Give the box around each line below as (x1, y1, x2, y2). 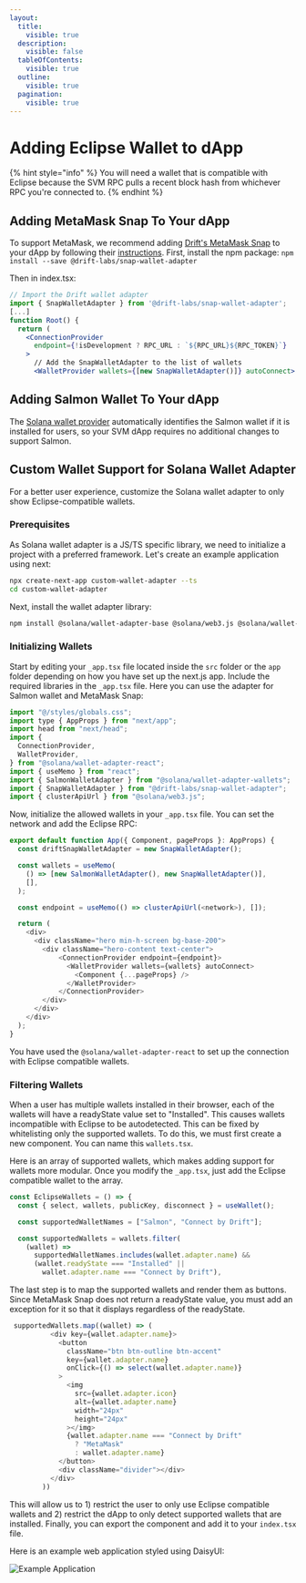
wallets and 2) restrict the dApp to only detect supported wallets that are (9, 1508, 282, 1519)
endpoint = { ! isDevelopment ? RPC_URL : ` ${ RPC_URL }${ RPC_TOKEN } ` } (33, 341, 287, 351)
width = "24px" (74, 1405, 125, 1415)
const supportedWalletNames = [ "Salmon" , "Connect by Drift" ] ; (17, 1218, 262, 1227)
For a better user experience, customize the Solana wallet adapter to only (9, 486, 285, 497)
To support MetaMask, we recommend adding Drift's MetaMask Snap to (9, 238, 280, 249)
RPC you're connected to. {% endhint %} (9, 187, 164, 198)
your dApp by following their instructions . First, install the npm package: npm (9, 247, 294, 258)
